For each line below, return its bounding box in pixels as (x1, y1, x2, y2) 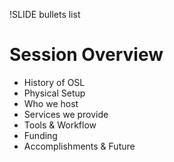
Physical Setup (23, 87, 86, 99)
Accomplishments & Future (23, 140, 136, 152)
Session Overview (9, 44, 164, 66)
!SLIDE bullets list (9, 9, 81, 20)
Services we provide (23, 108, 109, 120)
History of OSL (23, 76, 86, 88)
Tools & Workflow (23, 119, 97, 131)
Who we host (23, 97, 79, 109)
